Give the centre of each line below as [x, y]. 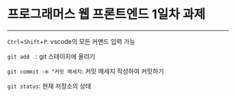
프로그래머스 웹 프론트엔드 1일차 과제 [106, 14]
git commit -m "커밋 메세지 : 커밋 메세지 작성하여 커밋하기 [86, 71]
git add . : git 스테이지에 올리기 [51, 56]
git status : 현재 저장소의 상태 [49, 86]
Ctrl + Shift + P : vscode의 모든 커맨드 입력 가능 [71, 41]
